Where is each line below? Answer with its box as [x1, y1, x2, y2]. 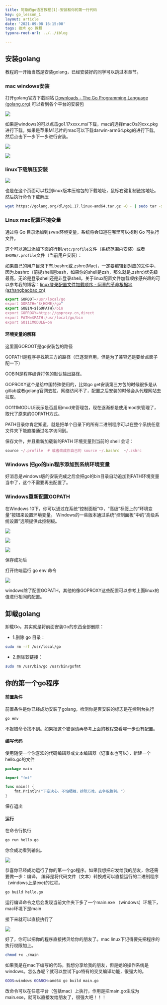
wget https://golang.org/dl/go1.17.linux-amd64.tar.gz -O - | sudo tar [5, 204, 157, 209]
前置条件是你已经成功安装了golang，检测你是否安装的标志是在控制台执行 [5, 706, 155, 712]
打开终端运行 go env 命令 [5, 567, 57, 573]
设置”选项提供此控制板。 [9, 518, 60, 524]
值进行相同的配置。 [5, 593, 45, 599]
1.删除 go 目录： [12, 634, 46, 640]
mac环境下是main [5, 906, 41, 912]
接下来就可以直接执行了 [5, 916, 53, 922]
